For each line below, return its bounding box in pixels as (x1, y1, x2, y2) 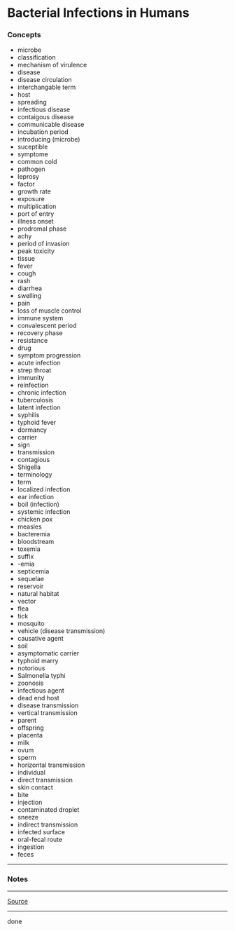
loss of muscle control (17, 306, 82, 315)
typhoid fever (17, 419, 57, 427)
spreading (17, 98, 47, 107)
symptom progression (17, 351, 81, 360)
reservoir (17, 582, 44, 590)
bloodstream (17, 538, 55, 546)
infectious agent (17, 686, 64, 695)
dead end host (17, 694, 59, 702)
